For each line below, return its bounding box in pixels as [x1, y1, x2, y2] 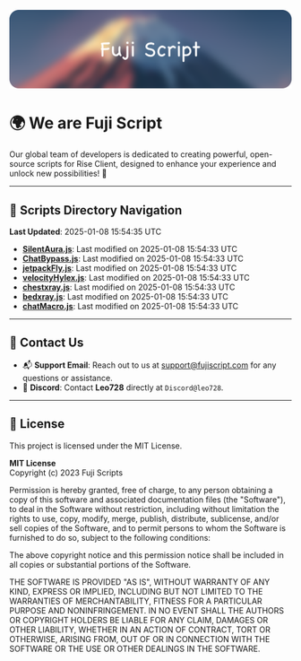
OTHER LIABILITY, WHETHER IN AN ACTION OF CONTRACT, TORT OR [9, 624, 271, 635]
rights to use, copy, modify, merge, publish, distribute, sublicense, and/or [9, 513, 279, 524]
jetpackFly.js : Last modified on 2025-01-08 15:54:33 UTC [21, 263, 237, 274]
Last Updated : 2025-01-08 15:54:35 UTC [9, 226, 162, 238]
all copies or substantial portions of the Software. [9, 559, 191, 570]
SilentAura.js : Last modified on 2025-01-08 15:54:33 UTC [21, 244, 237, 255]
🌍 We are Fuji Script [9, 113, 163, 134]
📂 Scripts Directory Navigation [9, 203, 183, 218]
